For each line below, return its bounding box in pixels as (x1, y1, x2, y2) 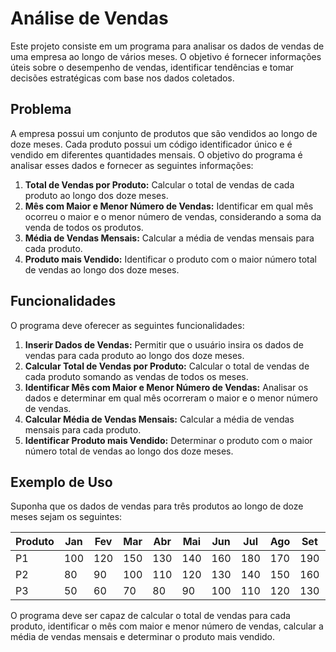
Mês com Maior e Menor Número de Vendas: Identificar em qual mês (24, 200, 314, 212)
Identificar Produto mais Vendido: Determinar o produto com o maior (24, 434, 313, 446)
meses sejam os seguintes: (10, 511, 123, 523)
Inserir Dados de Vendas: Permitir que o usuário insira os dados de (24, 338, 304, 351)
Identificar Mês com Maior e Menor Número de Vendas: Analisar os (24, 381, 309, 393)
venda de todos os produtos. (24, 221, 144, 233)
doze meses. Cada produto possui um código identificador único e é (10, 138, 293, 150)
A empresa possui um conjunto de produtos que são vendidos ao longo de (10, 127, 318, 139)
